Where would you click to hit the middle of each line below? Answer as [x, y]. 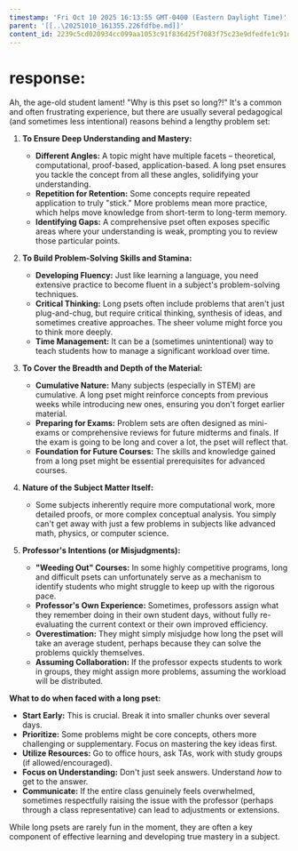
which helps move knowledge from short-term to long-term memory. [161, 213]
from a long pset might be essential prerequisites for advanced [150, 461]
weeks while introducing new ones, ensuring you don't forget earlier [160, 405]
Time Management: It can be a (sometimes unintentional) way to [154, 341]
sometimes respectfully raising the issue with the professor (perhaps [148, 800]
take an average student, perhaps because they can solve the [148, 643]
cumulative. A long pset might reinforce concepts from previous [152, 395]
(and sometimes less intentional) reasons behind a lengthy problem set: [140, 122]
